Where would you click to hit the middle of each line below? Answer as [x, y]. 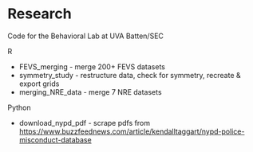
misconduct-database [55, 139]
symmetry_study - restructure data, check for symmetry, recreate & [130, 75]
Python [19, 107]
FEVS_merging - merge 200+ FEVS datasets [92, 66]
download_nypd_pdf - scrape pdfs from [85, 123]
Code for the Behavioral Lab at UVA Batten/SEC [86, 36]
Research [40, 14]
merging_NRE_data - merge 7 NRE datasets [90, 92]
